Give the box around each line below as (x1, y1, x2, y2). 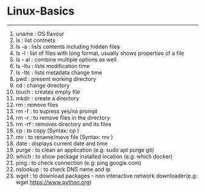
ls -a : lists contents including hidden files (15, 43, 120, 50)
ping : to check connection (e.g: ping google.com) (15, 159, 142, 166)
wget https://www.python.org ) (15, 178, 92, 186)
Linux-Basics (7, 4, 75, 18)
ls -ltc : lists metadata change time (15, 69, 103, 76)
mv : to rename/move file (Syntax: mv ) (15, 133, 113, 140)
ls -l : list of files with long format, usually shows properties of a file (15, 49, 184, 57)
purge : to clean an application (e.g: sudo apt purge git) (15, 146, 155, 153)
